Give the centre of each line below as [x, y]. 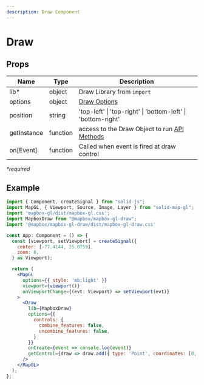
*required [18, 169]
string [57, 115]
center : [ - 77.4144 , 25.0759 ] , [56, 247]
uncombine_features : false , [74, 331]
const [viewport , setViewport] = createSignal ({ [74, 241]
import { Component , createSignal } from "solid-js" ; [76, 202]
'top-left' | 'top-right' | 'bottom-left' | [132, 111]
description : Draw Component [43, 12]
